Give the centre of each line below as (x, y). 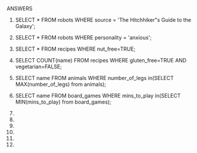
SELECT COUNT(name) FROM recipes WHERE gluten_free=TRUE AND (101, 60)
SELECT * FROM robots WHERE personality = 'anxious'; (83, 37)
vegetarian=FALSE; (39, 66)
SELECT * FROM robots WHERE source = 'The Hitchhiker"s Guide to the (103, 20)
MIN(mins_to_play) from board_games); (63, 102)
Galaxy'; (25, 26)
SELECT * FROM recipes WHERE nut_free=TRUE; (75, 49)
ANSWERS (20, 9)
